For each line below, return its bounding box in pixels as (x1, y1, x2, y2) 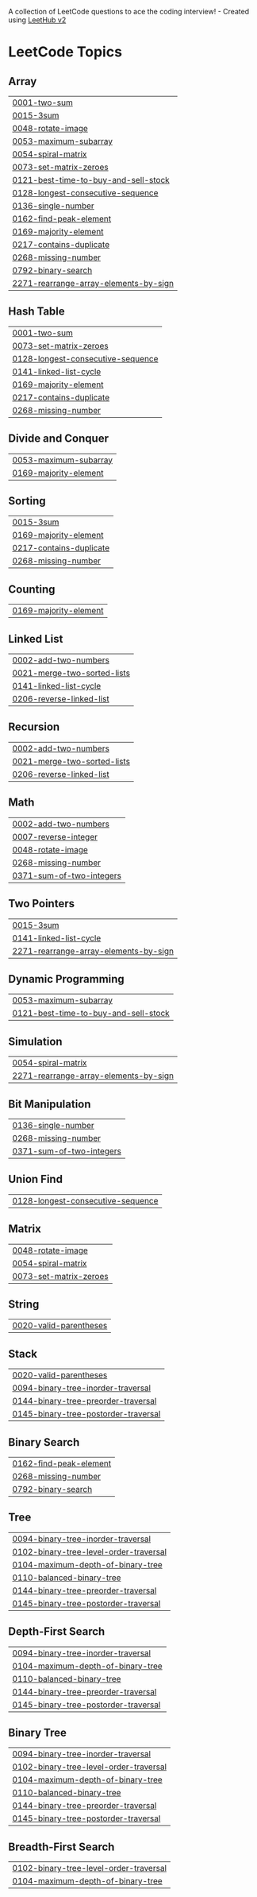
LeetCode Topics (8, 43, 123, 61)
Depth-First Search (8, 1625, 105, 1639)
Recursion (8, 721, 60, 734)
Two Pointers (8, 897, 75, 910)
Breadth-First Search (8, 1840, 115, 1853)
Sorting (8, 494, 46, 508)
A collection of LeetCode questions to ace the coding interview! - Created (8, 7, 250, 16)
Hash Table (8, 305, 65, 319)
